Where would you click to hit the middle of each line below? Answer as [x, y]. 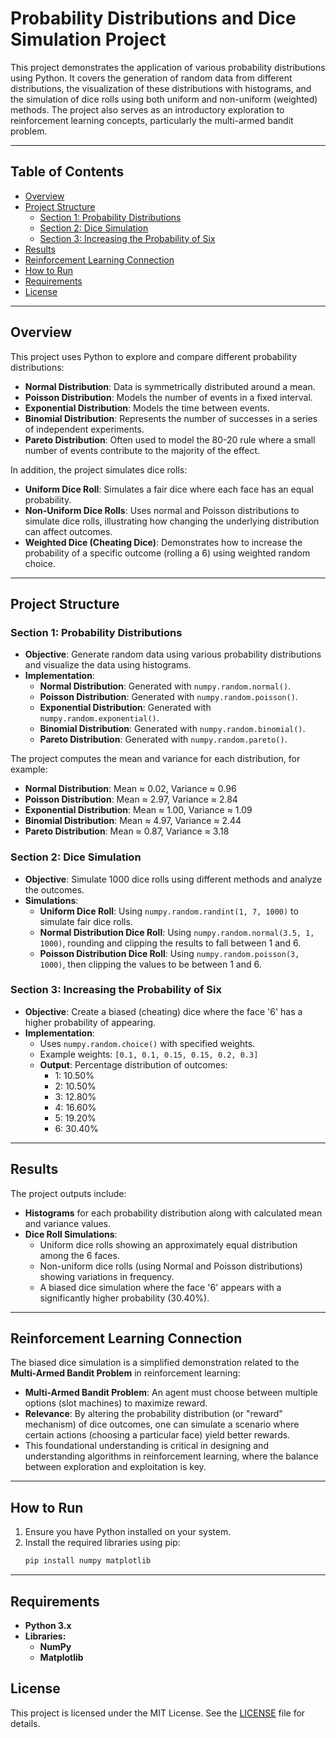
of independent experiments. [84, 429]
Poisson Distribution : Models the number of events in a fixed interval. [168, 397]
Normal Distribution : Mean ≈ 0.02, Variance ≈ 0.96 [130, 789]
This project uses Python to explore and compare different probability [154, 356]
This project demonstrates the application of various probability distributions [168, 67]
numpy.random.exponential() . [99, 718]
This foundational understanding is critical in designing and [146, 1446]
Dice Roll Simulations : [71, 1234]
